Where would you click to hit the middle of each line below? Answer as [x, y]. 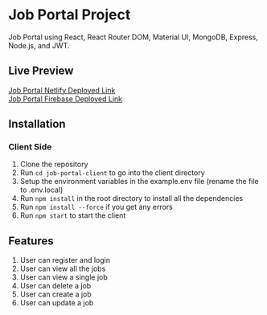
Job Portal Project [70, 15]
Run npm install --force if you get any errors [96, 207]
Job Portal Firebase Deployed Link [66, 99]
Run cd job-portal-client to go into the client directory [112, 173]
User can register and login [65, 260]
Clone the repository [54, 164]
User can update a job [57, 303]
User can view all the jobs [63, 269]
